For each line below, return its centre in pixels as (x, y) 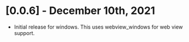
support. (24, 33)
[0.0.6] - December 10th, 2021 (80, 11)
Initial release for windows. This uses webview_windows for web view (98, 27)
